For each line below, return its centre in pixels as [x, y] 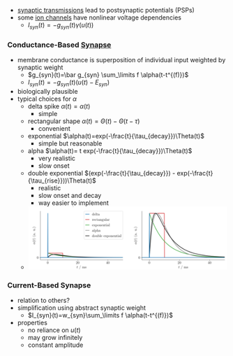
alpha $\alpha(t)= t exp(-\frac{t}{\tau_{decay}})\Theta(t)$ [110, 150]
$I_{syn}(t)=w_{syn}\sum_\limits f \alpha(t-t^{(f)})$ [100, 315]
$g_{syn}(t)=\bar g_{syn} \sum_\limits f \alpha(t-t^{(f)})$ [108, 75]
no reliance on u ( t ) [54, 330]
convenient [54, 128]
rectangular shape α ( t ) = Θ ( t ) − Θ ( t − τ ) [84, 121]
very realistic [57, 158]
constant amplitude [55, 345]
